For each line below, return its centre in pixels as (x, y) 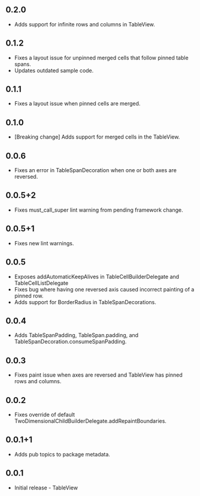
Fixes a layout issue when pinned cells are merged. (77, 104)
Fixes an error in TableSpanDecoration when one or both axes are (96, 170)
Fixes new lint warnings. (44, 243)
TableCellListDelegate (41, 283)
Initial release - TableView (46, 488)
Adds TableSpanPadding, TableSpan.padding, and (76, 335)
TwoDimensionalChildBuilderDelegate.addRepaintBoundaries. (90, 421)
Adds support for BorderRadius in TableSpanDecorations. (85, 302)
